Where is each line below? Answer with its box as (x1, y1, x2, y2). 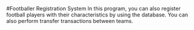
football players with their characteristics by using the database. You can (6, 11, 189, 18)
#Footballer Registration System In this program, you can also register (6, 5, 181, 12)
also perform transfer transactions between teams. (6, 18, 133, 24)
